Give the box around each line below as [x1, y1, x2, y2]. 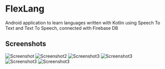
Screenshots [5, 40, 46, 48]
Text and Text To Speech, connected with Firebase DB [5, 25, 119, 31]
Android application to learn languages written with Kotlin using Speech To [5, 20, 160, 26]
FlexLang [5, 3, 44, 15]
